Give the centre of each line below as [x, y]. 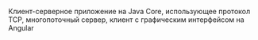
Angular [21, 28]
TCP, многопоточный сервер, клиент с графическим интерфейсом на [126, 20]
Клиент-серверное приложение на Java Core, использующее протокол [129, 11]
